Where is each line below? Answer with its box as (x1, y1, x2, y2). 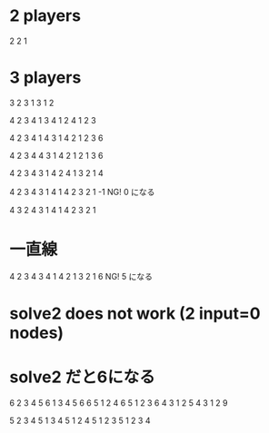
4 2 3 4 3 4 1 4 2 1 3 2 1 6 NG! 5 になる (9, 271, 153, 281)
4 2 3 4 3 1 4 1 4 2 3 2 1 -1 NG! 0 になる (9, 186, 155, 197)
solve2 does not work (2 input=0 (9, 303, 261, 323)
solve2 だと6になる (9, 367, 156, 388)
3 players (9, 67, 82, 88)
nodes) (9, 323, 65, 343)
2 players (9, 5, 82, 26)
